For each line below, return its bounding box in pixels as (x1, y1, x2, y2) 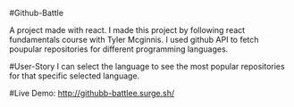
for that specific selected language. (9, 70, 140, 81)
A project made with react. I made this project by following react (9, 25, 246, 35)
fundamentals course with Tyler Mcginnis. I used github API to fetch (9, 35, 259, 45)
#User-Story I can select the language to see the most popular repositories (9, 62, 285, 71)
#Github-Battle (9, 8, 64, 18)
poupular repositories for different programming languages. (9, 44, 229, 54)
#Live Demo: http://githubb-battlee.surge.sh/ (9, 88, 175, 98)
